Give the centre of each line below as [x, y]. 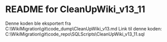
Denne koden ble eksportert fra [38, 23]
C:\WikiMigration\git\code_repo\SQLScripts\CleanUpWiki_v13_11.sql [75, 34]
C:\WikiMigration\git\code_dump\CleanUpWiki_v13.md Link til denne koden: [84, 28]
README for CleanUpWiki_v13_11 [75, 9]
